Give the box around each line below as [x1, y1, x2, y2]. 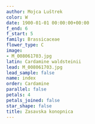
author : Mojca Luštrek [6, 8, 63, 15]
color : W [6, 14, 28, 20]
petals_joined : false [6, 97, 60, 103]
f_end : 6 [6, 25, 28, 32]
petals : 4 [6, 92, 31, 98]
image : [6, 48, 23, 54]
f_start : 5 [6, 31, 33, 37]
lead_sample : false [6, 70, 55, 76]
